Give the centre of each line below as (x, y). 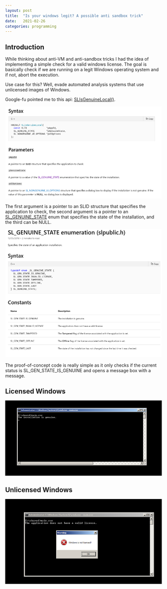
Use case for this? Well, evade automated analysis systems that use (75, 85)
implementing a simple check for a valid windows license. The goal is (76, 64)
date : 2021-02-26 (25, 21)
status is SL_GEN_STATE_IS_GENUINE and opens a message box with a (78, 370)
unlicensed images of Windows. (38, 90)
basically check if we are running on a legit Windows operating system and (82, 70)
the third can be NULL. (28, 222)
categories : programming (31, 26)
